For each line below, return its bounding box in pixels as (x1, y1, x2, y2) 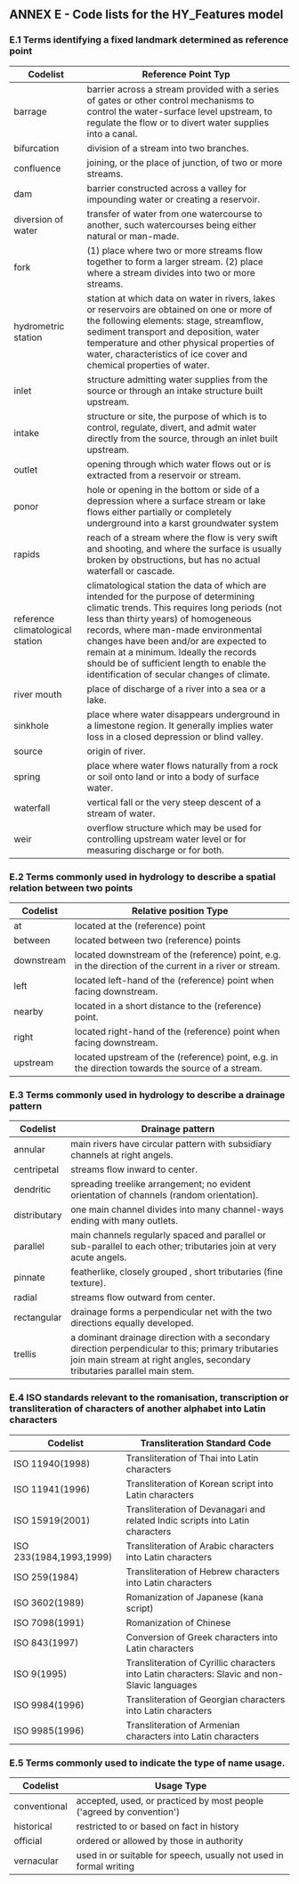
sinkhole (13, 719, 49, 732)
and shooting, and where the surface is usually (86, 542, 282, 554)
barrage (13, 105, 47, 117)
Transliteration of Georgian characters (125, 1693, 286, 1705)
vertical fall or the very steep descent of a (86, 796, 261, 808)
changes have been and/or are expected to (86, 635, 267, 647)
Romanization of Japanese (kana (125, 1590, 264, 1603)
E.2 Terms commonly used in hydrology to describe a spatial (9, 870, 276, 883)
